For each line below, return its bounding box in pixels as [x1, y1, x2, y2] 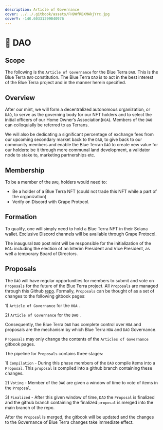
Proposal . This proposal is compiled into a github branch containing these [5, 365, 152, 371]
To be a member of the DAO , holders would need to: [5, 179, 107, 185]
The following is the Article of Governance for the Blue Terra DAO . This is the [5, 69, 159, 75]
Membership [5, 166, 45, 174]
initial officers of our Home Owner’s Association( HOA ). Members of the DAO [5, 117, 152, 123]
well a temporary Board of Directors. [5, 251, 78, 257]
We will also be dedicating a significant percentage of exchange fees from [5, 132, 154, 138]
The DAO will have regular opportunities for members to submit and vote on [5, 277, 154, 283]
